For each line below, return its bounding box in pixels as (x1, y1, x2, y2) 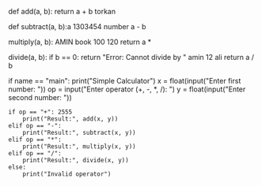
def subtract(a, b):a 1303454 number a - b (8, 22, 146, 31)
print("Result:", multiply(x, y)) (22, 143, 136, 151)
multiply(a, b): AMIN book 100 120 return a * (8, 37, 152, 46)
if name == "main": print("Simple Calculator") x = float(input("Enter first (8, 76, 241, 85)
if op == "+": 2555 (8, 108, 73, 116)
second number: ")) (8, 93, 73, 102)
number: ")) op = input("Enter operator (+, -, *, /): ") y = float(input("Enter (8, 84, 246, 94)
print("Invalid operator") (22, 170, 112, 178)
